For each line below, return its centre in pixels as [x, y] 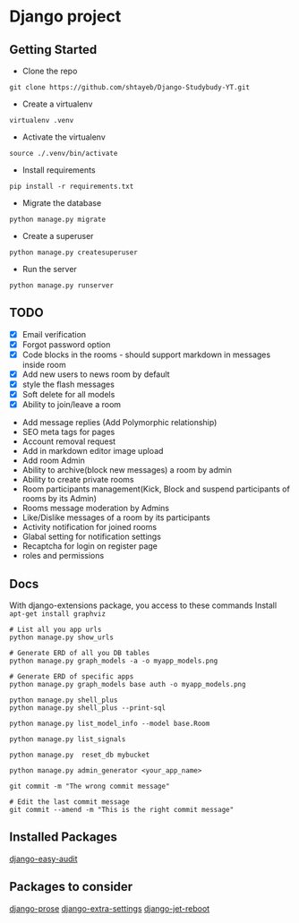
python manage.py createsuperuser [74, 252]
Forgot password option [66, 344]
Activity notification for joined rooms [90, 527]
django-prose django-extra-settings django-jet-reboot [110, 908]
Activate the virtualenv [64, 137]
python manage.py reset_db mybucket [80, 755]
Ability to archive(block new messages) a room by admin [127, 470]
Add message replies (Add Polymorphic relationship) [120, 423]
